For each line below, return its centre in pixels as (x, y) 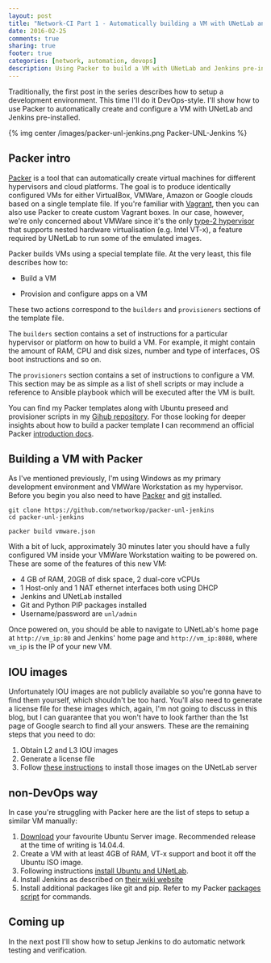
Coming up (36, 922)
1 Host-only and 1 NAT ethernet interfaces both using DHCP (119, 588)
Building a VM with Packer (75, 459)
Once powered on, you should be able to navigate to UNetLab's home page (134, 629)
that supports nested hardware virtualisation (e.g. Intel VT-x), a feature (125, 229)
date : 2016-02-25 (38, 31)
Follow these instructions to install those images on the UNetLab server (138, 767)
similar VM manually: (43, 821)
